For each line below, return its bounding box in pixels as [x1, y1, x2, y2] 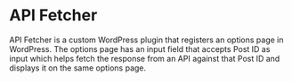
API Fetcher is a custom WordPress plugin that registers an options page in [9, 34, 284, 45]
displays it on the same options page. [9, 63, 147, 73]
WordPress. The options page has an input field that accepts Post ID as [9, 43, 271, 54]
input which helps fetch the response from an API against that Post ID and [9, 53, 280, 63]
